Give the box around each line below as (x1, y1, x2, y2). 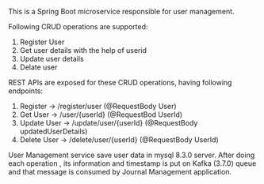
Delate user (19, 62, 58, 72)
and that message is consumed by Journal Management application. (8, 167, 232, 176)
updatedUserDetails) (19, 126, 88, 136)
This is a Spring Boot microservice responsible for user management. (8, 7, 235, 16)
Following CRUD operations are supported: (8, 22, 148, 31)
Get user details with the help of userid (19, 46, 147, 54)
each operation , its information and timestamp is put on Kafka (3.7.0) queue (8, 159, 257, 168)
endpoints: (8, 86, 44, 96)
